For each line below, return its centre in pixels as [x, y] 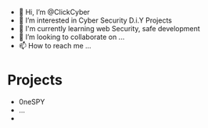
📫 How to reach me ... [55, 46]
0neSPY [32, 101]
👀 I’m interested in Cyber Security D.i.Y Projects [95, 20]
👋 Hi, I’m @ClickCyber [54, 12]
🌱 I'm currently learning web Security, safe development [109, 28]
